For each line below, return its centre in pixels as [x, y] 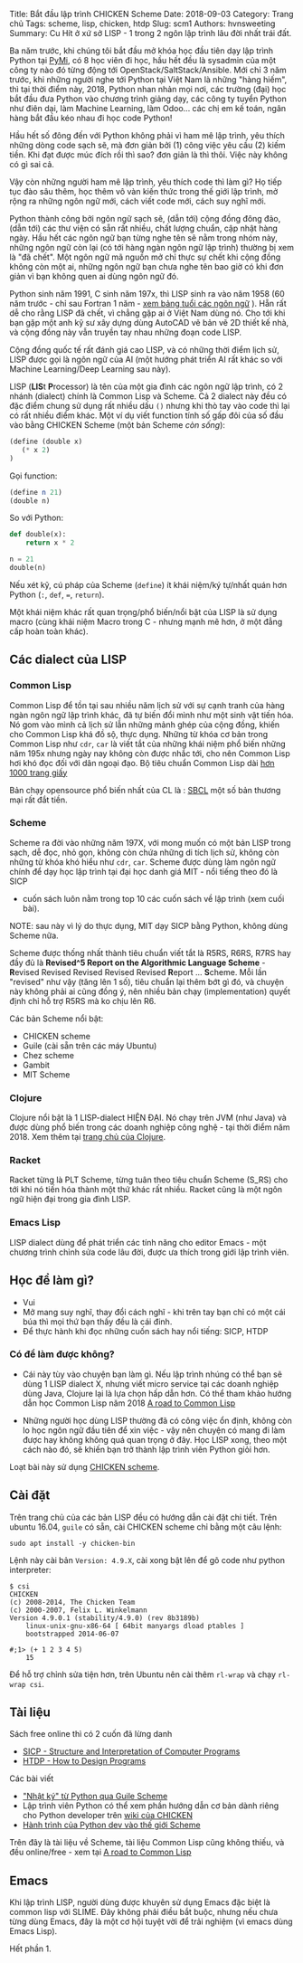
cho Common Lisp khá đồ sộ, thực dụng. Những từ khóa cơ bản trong [139, 734]
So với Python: [37, 518]
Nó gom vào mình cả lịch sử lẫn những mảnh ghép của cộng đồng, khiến [145, 725]
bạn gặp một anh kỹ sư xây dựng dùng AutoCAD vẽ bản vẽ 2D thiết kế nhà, [149, 322]
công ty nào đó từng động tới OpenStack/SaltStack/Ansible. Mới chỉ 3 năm [148, 70]
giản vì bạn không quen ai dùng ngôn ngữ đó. [94, 276]
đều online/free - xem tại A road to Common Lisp [100, 1852]
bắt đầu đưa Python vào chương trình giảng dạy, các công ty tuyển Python [148, 99]
